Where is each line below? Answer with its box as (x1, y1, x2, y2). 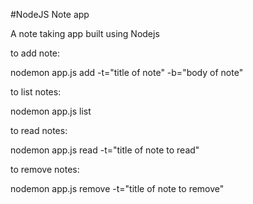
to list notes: (10, 86, 62, 98)
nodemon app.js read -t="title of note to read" (10, 144, 200, 156)
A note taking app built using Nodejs (10, 28, 160, 39)
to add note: (10, 47, 61, 59)
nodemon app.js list (10, 105, 92, 117)
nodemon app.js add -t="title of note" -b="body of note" (10, 67, 244, 78)
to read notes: (10, 125, 68, 136)
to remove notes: (10, 164, 80, 175)
